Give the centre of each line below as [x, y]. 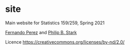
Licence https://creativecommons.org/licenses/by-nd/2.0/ [65, 42]
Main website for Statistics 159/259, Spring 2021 [55, 23]
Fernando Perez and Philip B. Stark [41, 32]
